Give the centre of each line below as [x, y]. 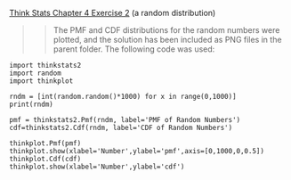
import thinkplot [41, 81]
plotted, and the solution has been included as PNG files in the [167, 40]
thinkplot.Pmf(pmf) [45, 143]
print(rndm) [31, 104]
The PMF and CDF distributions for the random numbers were [166, 30]
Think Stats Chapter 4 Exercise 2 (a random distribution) [113, 13]
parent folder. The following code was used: [134, 49]
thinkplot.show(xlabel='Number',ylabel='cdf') [97, 167]
